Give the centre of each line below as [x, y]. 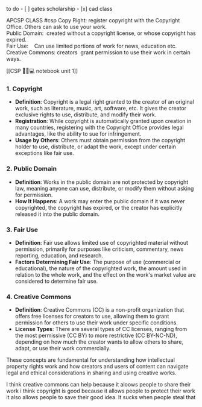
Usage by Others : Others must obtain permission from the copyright [100, 140]
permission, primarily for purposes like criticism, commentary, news [99, 249]
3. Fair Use [22, 230]
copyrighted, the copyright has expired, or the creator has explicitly [99, 207]
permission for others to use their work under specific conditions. [96, 323]
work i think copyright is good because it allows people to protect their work [101, 391]
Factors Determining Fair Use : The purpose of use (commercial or [98, 262]
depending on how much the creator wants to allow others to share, [99, 342]
